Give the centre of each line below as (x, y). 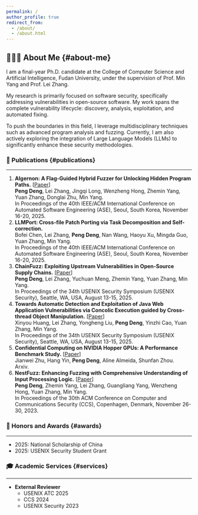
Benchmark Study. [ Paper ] (48, 354)
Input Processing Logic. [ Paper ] (54, 379)
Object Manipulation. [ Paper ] (68, 317)
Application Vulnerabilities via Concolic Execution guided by (90, 310)
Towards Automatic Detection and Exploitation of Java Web (89, 304)
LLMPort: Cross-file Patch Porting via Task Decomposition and (93, 223)
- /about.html (29, 34)
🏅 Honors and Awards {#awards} (54, 426)
